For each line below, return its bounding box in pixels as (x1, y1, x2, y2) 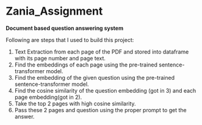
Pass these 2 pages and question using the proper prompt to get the (14, 106, 187, 113)
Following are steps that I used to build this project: (5, 36, 134, 43)
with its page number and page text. (14, 54, 106, 62)
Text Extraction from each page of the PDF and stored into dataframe (14, 48, 189, 55)
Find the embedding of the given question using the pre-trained (14, 74, 175, 81)
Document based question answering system (5, 24, 123, 32)
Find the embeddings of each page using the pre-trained (14, 61, 158, 68)
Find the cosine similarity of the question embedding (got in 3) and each (14, 87, 197, 94)
